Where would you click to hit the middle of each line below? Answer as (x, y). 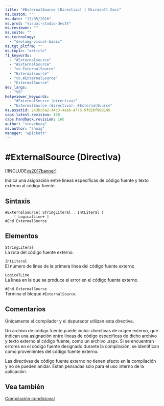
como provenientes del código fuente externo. (52, 351)
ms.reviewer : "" (22, 28)
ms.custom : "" (20, 14)
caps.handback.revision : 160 (35, 119)
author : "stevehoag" (26, 124)
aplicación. (16, 371)
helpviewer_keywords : (27, 96)
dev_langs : (16, 87)
